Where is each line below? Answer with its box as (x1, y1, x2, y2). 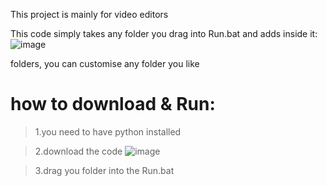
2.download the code (34, 145, 123, 157)
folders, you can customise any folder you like (10, 58, 200, 69)
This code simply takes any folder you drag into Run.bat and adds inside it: (10, 28, 318, 39)
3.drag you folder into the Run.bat (34, 164, 175, 176)
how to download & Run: (10, 93, 216, 116)
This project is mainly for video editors (10, 9, 169, 20)
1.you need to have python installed (34, 125, 182, 138)
